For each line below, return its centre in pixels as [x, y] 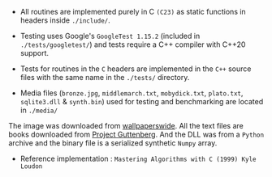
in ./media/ [39, 110]
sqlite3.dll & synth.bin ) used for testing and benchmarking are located [142, 101]
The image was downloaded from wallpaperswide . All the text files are [126, 126]
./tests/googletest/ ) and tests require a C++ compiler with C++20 [133, 44]
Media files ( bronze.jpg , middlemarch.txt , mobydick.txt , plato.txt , [132, 93]
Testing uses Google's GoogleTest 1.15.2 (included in [110, 36]
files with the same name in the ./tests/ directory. [105, 77]
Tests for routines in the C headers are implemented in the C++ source [136, 69]
